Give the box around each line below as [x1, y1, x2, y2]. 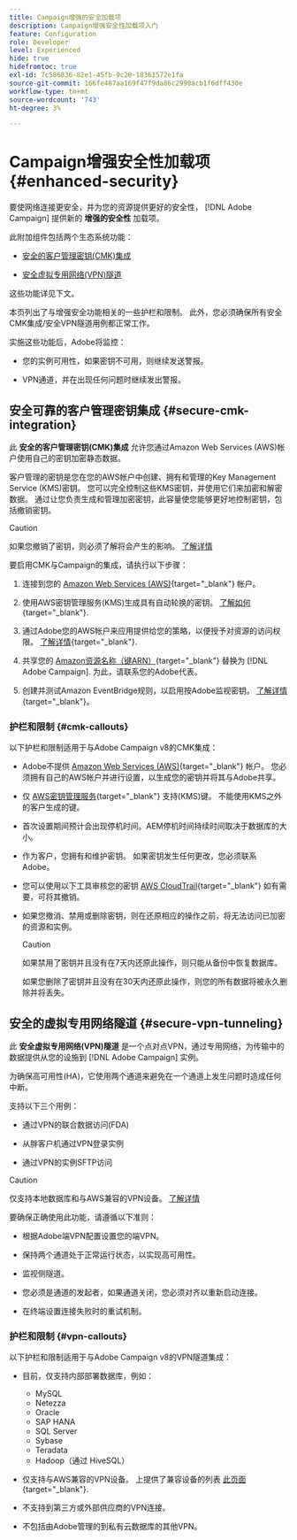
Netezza [34, 1398, 66, 1408]
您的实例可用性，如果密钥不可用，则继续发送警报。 [21, 356, 209, 366]
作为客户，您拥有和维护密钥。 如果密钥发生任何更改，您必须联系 [21, 851, 257, 861]
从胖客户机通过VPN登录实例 [21, 1138, 124, 1149]
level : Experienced [9, 46, 81, 55]
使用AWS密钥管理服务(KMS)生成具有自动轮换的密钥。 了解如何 [21, 597, 251, 607]
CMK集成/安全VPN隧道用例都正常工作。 [9, 318, 155, 328]
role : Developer [9, 37, 69, 47]
